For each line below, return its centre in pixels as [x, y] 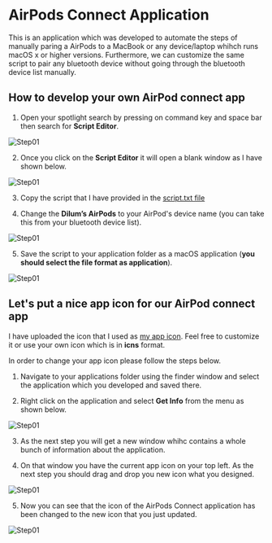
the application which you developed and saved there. [111, 385]
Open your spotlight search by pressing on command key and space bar [141, 117]
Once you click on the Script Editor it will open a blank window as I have [141, 157]
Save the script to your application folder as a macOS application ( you [138, 253]
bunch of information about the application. [93, 449]
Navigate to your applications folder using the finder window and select [140, 376]
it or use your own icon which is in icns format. [87, 344]
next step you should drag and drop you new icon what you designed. [137, 474]
